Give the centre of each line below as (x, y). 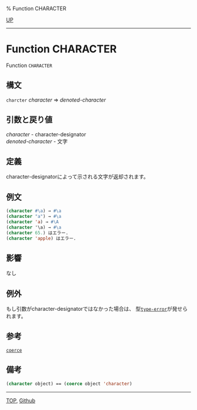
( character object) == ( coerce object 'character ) (69, 384)
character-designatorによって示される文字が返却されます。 (77, 177)
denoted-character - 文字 (37, 141)
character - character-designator (46, 134)
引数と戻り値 (29, 120)
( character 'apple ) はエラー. (41, 238)
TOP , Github (21, 400)
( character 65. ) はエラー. (37, 233)
